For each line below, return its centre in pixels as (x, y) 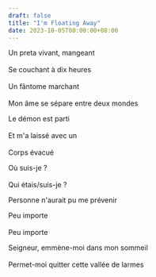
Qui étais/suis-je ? (38, 185)
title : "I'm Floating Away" (55, 23)
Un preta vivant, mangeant (51, 53)
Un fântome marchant (44, 87)
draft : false (30, 15)
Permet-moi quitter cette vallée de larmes (76, 265)
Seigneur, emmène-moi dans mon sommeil (78, 248)
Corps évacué (31, 152)
